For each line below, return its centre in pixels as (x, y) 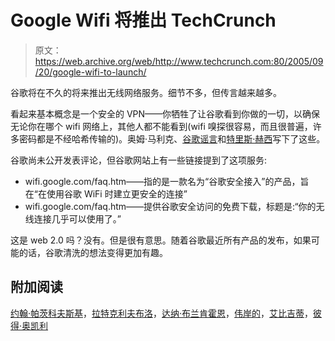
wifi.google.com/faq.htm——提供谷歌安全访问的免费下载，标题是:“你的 (170, 206)
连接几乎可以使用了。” (77, 218)
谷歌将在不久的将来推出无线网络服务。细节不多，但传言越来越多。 (146, 92)
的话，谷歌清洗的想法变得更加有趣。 (93, 252)
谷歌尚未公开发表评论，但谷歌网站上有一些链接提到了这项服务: (139, 160)
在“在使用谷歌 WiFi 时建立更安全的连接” (106, 193)
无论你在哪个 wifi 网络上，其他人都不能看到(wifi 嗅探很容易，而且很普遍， (161, 126)
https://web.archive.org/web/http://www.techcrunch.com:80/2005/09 (179, 61)
